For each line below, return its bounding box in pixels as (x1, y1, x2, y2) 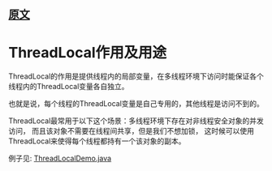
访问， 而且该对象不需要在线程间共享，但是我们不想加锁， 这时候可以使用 (8, 126, 254, 136)
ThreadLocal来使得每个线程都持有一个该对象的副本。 (8, 136, 186, 146)
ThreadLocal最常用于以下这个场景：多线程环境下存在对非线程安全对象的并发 (8, 116, 264, 126)
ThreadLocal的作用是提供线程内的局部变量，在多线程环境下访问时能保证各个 (8, 71, 264, 81)
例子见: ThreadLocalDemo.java (8, 153, 112, 164)
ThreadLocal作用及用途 (8, 43, 167, 62)
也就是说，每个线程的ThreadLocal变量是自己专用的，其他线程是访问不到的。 (8, 99, 264, 109)
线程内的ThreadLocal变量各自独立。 (8, 82, 129, 92)
